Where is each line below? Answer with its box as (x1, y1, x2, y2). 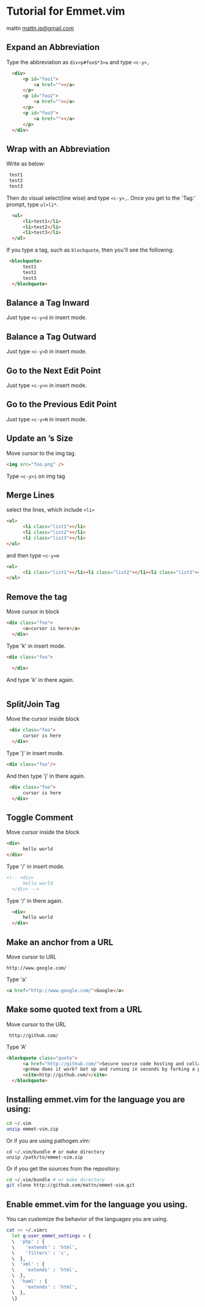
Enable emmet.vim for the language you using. (6, 1199, 188, 1209)
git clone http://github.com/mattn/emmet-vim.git (6, 1182, 135, 1189)
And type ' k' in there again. (6, 676, 74, 683)
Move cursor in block (6, 608, 60, 615)
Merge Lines (6, 490, 55, 500)
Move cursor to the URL (6, 1021, 67, 1028)
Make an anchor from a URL (6, 937, 113, 947)
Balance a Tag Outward (6, 331, 96, 342)
